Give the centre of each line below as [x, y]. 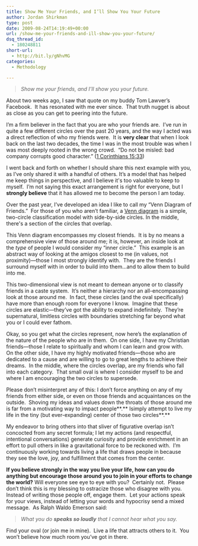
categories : [21, 61]
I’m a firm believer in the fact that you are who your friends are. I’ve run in [97, 125]
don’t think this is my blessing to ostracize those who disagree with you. [94, 489]
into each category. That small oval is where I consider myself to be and [95, 372]
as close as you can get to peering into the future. [67, 113]
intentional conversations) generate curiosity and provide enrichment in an [97, 439]
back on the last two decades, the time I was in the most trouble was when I [99, 144]
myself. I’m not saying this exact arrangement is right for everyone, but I [95, 187]
